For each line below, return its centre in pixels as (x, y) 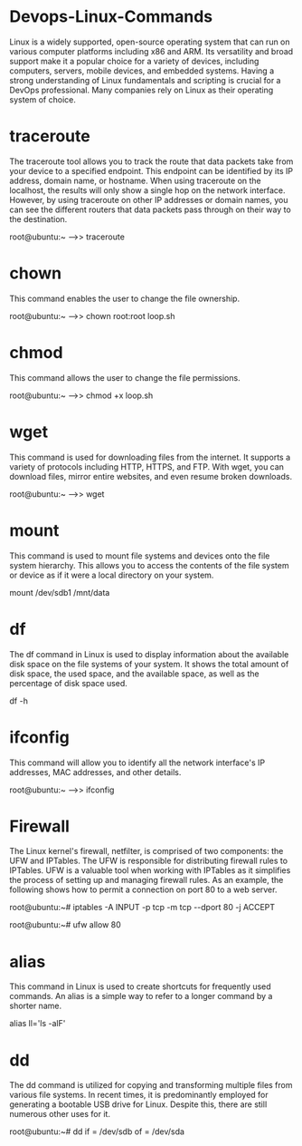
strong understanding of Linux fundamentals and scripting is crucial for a (145, 80)
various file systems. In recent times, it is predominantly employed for (139, 1095)
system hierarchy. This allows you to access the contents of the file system (149, 565)
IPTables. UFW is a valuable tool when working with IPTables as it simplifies (150, 870)
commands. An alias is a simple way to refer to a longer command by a (141, 996)
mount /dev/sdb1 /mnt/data (60, 592)
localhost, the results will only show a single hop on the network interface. (148, 190)
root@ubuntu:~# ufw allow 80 (66, 925)
